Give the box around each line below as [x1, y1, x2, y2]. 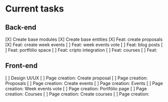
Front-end [5, 61, 38, 70]
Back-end [5, 23, 37, 32]
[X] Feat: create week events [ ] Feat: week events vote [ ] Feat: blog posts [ [5, 42, 163, 48]
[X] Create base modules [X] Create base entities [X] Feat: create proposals [5, 36, 163, 42]
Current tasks [5, 3, 64, 15]
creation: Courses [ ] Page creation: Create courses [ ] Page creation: [5, 91, 150, 97]
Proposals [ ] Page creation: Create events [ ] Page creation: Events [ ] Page [5, 80, 163, 86]
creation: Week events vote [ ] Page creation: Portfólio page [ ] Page [5, 85, 147, 91]
